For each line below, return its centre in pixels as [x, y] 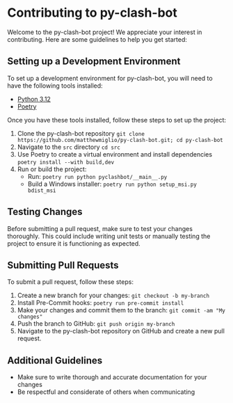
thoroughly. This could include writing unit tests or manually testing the [109, 236]
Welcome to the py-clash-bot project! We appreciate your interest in [105, 32]
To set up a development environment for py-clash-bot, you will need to [110, 78]
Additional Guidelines [55, 360]
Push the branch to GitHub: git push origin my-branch [96, 324]
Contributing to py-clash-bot [92, 13]
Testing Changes [45, 212]
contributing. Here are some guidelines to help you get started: [97, 39]
